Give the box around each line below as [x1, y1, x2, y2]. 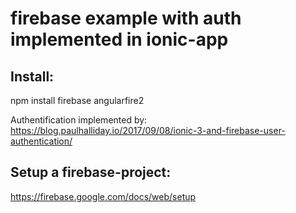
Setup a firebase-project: [10, 164, 172, 181]
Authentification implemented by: [10, 114, 148, 126]
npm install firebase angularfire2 [10, 95, 145, 106]
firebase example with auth [10, 7, 242, 30]
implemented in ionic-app [10, 28, 229, 51]
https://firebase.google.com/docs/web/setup [10, 190, 197, 202]
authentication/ [10, 135, 73, 147]
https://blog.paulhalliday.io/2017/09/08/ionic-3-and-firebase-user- [10, 125, 286, 136]
